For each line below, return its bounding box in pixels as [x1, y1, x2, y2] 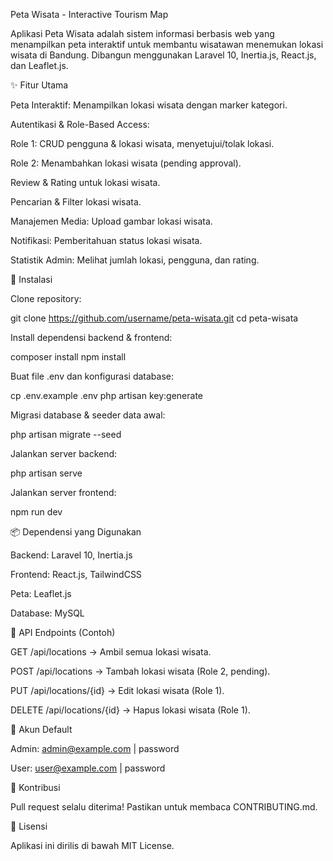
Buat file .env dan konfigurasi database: [10, 370, 175, 382]
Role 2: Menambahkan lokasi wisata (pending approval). [10, 157, 242, 169]
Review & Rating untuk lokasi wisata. [10, 177, 161, 188]
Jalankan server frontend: [10, 487, 117, 498]
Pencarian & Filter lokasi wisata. [10, 196, 142, 208]
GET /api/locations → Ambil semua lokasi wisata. [10, 646, 212, 658]
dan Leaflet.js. [10, 60, 69, 71]
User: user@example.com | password [10, 762, 166, 774]
